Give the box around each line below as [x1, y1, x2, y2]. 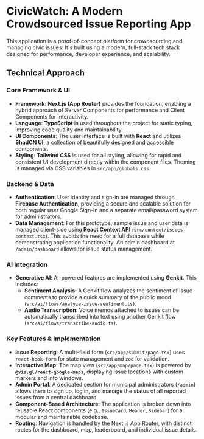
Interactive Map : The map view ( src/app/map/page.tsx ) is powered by [15, 361, 191, 368]
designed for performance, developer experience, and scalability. [6, 50, 171, 57]
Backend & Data [6, 179, 54, 188]
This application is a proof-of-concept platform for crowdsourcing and [6, 37, 183, 44]
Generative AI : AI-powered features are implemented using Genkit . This [15, 274, 197, 282]
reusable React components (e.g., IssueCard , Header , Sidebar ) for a [15, 406, 183, 414]
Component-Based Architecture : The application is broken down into [15, 400, 191, 407]
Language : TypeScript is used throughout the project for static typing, [15, 119, 193, 126]
